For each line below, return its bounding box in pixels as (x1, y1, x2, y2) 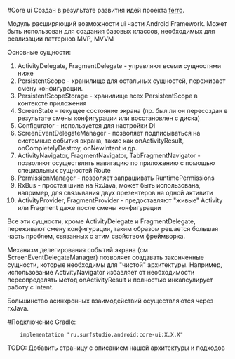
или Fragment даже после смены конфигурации (17, 204, 161, 211)
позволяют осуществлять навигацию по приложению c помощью (17, 159, 215, 167)
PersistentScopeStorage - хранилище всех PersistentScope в (17, 91, 198, 100)
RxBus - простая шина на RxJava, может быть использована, (17, 181, 201, 189)
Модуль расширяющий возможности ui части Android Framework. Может (7, 20, 227, 27)
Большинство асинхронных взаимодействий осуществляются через (7, 296, 214, 305)
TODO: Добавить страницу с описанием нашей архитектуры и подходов (7, 344, 226, 352)
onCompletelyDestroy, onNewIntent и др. (17, 144, 137, 152)
